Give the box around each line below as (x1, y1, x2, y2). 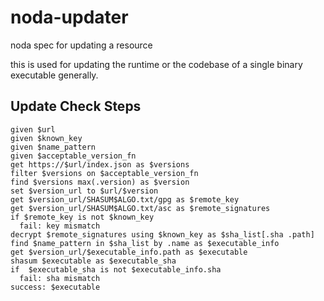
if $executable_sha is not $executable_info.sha (10, 264, 222, 275)
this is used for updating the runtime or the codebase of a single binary (10, 58, 303, 70)
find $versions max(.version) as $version (10, 177, 190, 187)
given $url (10, 124, 56, 135)
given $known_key (10, 133, 83, 143)
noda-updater (10, 6, 129, 29)
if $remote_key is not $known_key (10, 212, 155, 222)
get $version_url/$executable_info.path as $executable (10, 247, 248, 257)
